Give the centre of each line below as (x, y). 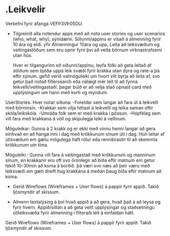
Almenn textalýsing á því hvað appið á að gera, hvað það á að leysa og (87, 202)
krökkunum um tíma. (27, 145)
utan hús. (22, 55)
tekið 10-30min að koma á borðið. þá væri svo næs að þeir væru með (78, 165)
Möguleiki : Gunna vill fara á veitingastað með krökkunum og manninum (80, 155)
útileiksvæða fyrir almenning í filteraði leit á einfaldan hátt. (74, 212)
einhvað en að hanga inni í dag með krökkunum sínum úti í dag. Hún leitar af (85, 134)
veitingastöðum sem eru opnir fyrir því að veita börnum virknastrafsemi (87, 50)
